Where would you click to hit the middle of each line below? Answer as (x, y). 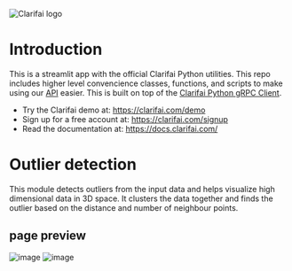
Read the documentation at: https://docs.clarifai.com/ (120, 128)
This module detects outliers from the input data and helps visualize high (142, 189)
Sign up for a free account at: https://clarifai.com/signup (125, 119)
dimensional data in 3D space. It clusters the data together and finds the (141, 198)
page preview (48, 236)
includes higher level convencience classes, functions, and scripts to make (146, 83)
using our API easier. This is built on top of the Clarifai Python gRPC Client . (146, 92)
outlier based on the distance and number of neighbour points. (124, 207)
